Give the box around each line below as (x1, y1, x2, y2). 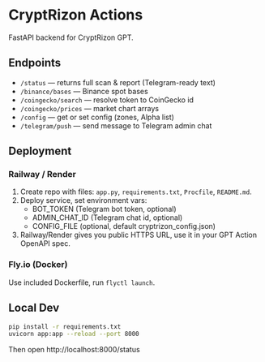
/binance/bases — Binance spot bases (19, 86, 148, 96)
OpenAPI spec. (19, 239, 71, 248)
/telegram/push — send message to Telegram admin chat (19, 120, 212, 131)
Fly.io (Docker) (8, 259, 68, 270)
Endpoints (8, 56, 62, 70)
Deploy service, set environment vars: (19, 196, 147, 205)
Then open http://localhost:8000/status (8, 345, 140, 355)
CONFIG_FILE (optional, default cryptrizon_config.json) (32, 222, 216, 231)
